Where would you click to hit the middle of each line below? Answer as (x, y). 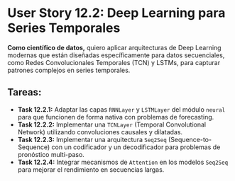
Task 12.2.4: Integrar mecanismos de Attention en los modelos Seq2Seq (123, 162)
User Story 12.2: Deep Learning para (116, 13)
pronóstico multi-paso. (51, 154)
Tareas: (24, 92)
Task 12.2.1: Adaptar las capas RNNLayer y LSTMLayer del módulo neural (121, 109)
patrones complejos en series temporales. (69, 70)
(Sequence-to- (190, 139)
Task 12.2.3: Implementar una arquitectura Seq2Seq (92, 139)
